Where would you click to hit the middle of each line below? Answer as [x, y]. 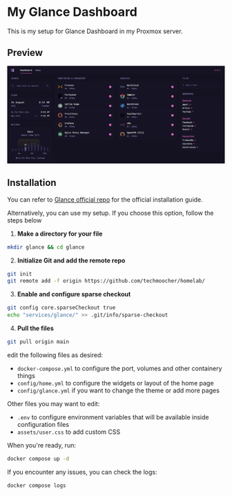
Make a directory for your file [60, 233]
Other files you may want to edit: [54, 403]
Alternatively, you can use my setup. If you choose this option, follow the [110, 213]
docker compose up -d [38, 459]
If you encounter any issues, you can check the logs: [82, 472]
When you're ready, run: [41, 445]
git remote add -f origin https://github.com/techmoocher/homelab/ [106, 281]
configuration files [43, 424]
